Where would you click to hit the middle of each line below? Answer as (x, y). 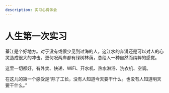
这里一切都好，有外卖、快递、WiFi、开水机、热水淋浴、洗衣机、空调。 (78, 68)
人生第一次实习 (36, 36)
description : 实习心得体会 (31, 10)
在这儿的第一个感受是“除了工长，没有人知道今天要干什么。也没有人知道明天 (83, 79)
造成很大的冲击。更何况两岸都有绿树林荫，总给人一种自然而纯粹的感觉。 (84, 57)
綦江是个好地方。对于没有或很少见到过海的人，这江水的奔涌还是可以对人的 (82, 51)
